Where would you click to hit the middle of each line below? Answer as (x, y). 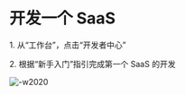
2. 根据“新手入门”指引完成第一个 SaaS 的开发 (92, 64)
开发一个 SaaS (62, 18)
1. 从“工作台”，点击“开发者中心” (68, 45)
